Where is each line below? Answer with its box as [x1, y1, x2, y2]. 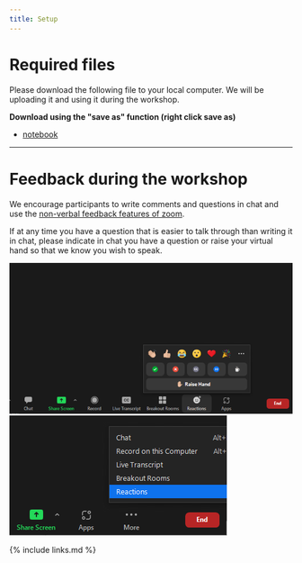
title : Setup [9, 14, 58, 23]
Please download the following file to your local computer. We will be [9, 84, 264, 95]
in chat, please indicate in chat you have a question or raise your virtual [9, 235, 273, 246]
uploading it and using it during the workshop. [9, 94, 180, 104]
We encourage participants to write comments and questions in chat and [9, 198, 279, 209]
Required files [9, 54, 115, 75]
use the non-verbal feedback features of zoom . [9, 208, 185, 219]
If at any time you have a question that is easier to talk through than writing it [9, 225, 293, 236]
